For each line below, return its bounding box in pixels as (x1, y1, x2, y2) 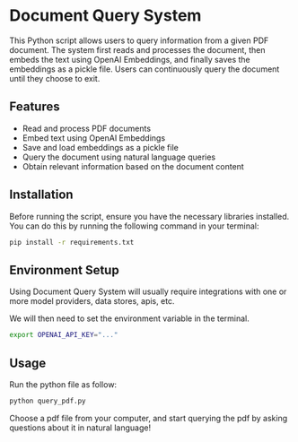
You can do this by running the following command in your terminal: (9, 221, 259, 231)
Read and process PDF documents (22, 123, 151, 134)
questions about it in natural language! (9, 422, 151, 433)
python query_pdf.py (9, 396, 87, 405)
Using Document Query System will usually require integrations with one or (9, 286, 287, 297)
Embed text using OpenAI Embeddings (22, 132, 166, 143)
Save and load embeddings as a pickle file (22, 142, 180, 152)
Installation (9, 187, 74, 203)
